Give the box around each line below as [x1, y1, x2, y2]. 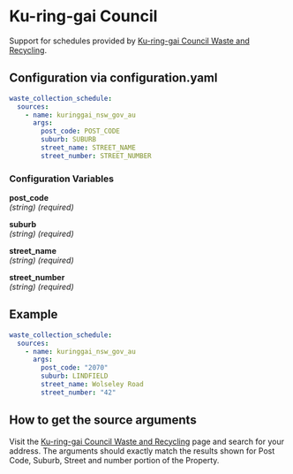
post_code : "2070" [41, 363, 109, 372]
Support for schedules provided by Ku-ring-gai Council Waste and [9, 35, 250, 46]
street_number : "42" [41, 387, 116, 397]
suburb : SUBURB [41, 135, 97, 144]
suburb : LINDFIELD [41, 371, 109, 381]
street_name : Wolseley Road [41, 380, 144, 389]
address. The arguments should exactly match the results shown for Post [9, 445, 275, 456]
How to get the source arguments [9, 413, 197, 428]
